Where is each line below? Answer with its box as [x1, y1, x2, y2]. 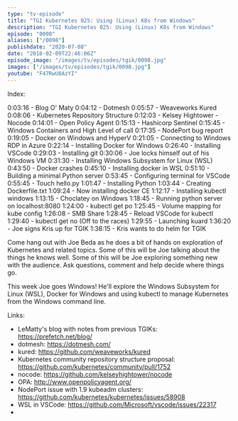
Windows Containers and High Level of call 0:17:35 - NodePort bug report [7, 126, 224, 134]
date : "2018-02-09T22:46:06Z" [7, 50, 97, 58]
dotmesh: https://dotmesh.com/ [17, 339, 112, 348]
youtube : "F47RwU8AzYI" [7, 70, 78, 77]
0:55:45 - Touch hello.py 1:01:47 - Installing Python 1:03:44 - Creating [7, 178, 212, 187]
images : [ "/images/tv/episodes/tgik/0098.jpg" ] [7, 63, 151, 70]
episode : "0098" [7, 30, 55, 38]
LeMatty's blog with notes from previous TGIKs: [17, 324, 158, 333]
